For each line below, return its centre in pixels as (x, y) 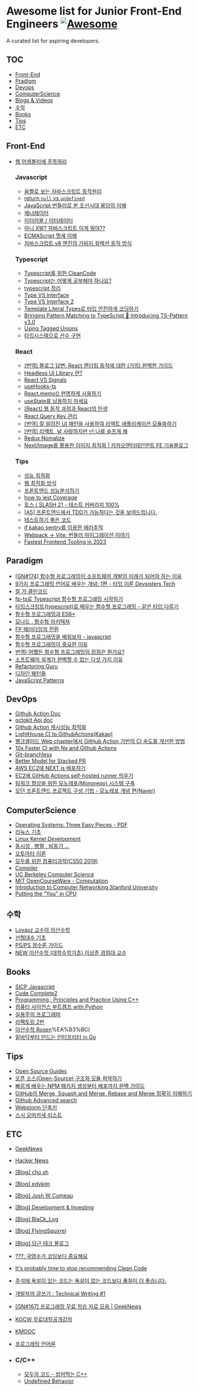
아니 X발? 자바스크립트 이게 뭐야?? (65, 228)
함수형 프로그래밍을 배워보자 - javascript (63, 636)
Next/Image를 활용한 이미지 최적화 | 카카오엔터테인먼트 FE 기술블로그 (106, 446)
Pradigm (25, 81)
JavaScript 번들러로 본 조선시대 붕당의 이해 (75, 205)
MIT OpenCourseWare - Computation (62, 881)
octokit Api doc (34, 720)
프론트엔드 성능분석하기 (52, 490)
